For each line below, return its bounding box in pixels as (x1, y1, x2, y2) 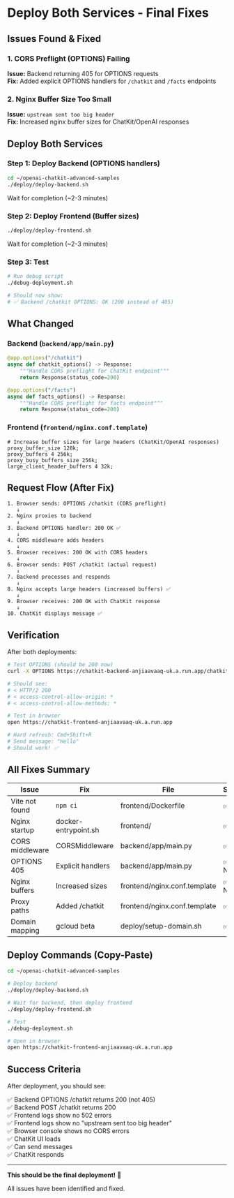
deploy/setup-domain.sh (120, 921, 202, 931)
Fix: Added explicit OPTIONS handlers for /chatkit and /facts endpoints (7, 77, 217, 85)
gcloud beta (55, 921, 95, 931)
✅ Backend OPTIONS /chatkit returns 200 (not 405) (7, 1095, 155, 1104)
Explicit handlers (55, 861, 110, 871)
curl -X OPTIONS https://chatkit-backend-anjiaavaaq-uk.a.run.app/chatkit (7, 668, 229, 675)
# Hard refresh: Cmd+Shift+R (7, 732, 92, 739)
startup (10, 825, 35, 835)
